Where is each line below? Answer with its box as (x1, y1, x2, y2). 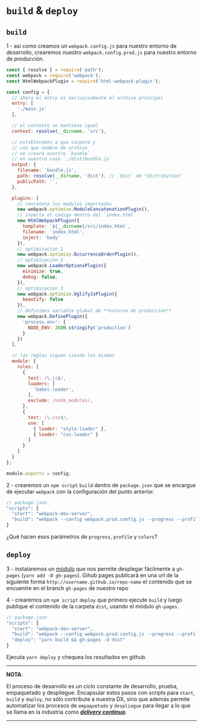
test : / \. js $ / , (28, 375, 66, 381)
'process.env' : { (22, 319, 66, 325)
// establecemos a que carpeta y (11, 139, 96, 145)
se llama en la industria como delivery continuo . (6, 708, 127, 715)
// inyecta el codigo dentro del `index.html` (17, 212, 137, 218)
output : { (11, 162, 36, 168)
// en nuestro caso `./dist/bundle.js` (11, 156, 112, 162)
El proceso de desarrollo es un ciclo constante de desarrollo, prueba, (6, 683, 178, 690)
